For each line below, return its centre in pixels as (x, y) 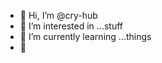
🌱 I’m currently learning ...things (85, 36)
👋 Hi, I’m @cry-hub (58, 15)
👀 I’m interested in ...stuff (71, 26)
